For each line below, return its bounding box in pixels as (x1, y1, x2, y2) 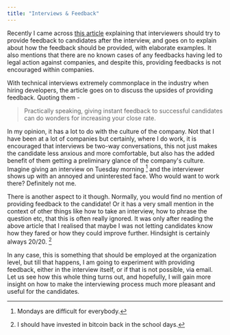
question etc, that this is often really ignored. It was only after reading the (7, 214, 214, 223)
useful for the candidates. (7, 287, 80, 295)
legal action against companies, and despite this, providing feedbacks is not (7, 58, 221, 66)
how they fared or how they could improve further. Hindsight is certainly (7, 229, 210, 238)
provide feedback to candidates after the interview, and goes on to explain (7, 36, 217, 45)
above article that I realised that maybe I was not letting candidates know (7, 222, 214, 230)
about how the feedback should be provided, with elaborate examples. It (7, 43, 212, 51)
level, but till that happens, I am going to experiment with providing (7, 258, 195, 266)
